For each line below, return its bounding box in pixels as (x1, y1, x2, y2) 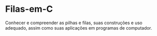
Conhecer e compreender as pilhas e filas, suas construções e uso (5, 20, 143, 26)
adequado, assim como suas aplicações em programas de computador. (5, 25, 153, 31)
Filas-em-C (5, 3, 53, 15)
